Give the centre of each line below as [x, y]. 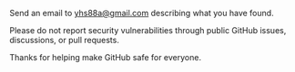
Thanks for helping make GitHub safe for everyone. [106, 57]
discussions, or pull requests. [65, 40]
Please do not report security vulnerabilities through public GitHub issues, [148, 30]
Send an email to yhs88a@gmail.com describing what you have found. [142, 13]
